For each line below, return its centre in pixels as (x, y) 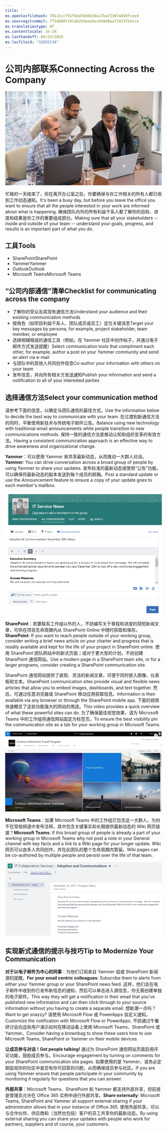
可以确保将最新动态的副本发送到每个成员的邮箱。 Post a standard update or (82, 474)
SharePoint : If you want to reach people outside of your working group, (78, 636)
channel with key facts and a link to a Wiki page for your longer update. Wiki (83, 843)
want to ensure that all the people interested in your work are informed (78, 205)
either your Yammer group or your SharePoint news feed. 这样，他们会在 (80, 984)
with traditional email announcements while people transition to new (75, 429)
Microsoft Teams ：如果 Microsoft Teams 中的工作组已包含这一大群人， (78, 820)
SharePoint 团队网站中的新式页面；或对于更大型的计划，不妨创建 (77, 653)
